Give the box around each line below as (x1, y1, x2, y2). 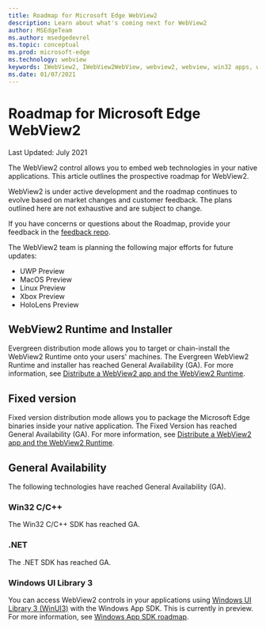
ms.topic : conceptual (8, 41, 80, 49)
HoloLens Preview (19, 300, 79, 309)
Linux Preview (19, 282, 66, 293)
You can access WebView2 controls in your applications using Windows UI (8, 595, 252, 604)
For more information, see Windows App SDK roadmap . (8, 612, 189, 621)
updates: (8, 251, 37, 260)
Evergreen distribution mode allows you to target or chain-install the (8, 343, 230, 353)
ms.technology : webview (8, 56, 87, 64)
